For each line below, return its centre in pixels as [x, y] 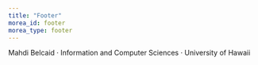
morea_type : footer [40, 30]
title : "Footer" [35, 15]
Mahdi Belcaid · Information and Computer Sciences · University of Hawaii [129, 53]
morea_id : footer [37, 23]
